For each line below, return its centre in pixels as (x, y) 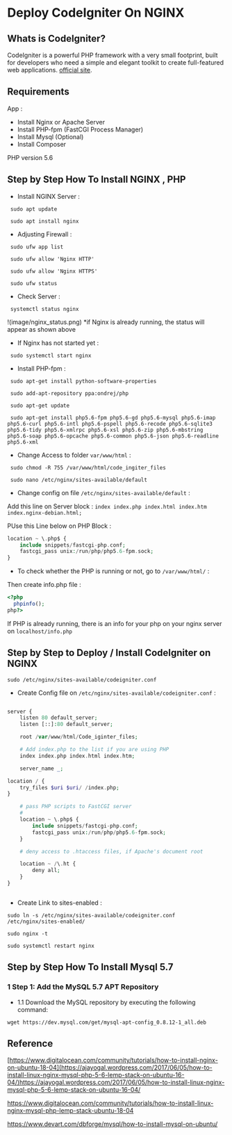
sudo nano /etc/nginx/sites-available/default (79, 480)
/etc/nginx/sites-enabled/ (46, 921)
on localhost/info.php (40, 631)
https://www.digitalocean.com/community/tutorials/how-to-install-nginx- (114, 1060)
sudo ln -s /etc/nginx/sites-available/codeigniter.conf (91, 915)
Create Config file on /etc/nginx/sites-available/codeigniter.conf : (117, 693)
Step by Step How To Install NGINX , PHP (97, 180)
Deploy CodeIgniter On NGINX (96, 13)
